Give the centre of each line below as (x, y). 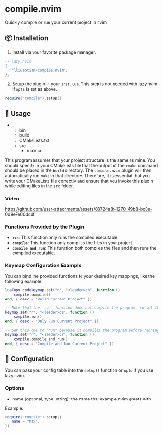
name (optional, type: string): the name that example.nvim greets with (81, 399)
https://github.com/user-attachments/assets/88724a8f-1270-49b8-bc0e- (79, 209)
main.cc (34, 150)
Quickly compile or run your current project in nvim (56, 22)
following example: (24, 281)
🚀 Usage (18, 113)
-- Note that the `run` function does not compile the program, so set (79, 308)
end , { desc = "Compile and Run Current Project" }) (59, 344)
